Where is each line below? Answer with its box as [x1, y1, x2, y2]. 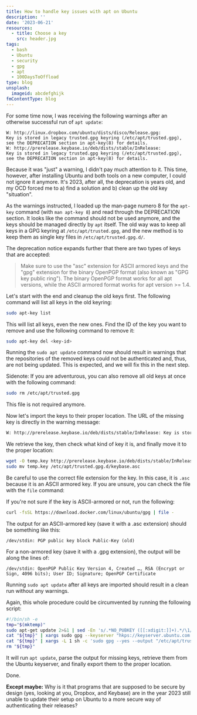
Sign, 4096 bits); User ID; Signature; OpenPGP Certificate [6, 570, 157, 576]
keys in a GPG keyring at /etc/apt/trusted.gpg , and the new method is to [6, 227, 184, 234]
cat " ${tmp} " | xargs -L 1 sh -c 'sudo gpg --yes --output [6, 638, 154, 644]
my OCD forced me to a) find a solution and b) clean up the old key [6, 184, 168, 192]
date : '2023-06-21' [6, 19, 54, 25]
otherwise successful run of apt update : [6, 118, 103, 125]
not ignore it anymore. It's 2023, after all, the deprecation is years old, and [6, 178, 185, 185]
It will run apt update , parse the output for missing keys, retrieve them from [6, 654, 188, 661]
